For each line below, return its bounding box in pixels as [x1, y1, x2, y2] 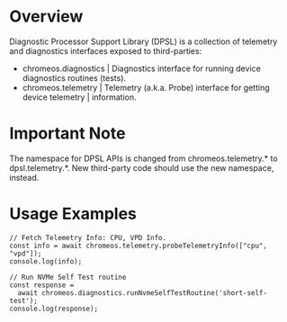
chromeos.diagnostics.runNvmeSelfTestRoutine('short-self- [41, 288, 268, 298]
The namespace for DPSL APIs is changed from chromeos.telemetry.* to [9, 153, 278, 164]
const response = [9, 281, 75, 290]
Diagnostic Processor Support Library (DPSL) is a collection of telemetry [9, 36, 278, 47]
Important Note [9, 123, 126, 144]
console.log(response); [9, 304, 99, 313]
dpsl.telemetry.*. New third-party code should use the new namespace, [9, 162, 274, 173]
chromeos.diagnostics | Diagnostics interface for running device [22, 63, 261, 74]
